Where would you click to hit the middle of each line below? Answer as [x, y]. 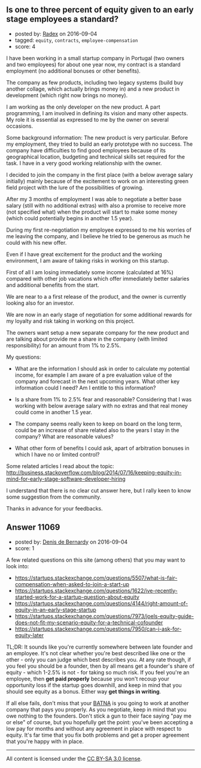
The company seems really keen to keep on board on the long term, [98, 424]
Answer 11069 [33, 527]
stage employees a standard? [63, 19]
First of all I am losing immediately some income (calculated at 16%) [90, 272]
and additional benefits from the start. [53, 285]
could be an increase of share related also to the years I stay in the [97, 430]
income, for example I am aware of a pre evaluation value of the [93, 375]
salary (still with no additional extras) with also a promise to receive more [96, 205]
